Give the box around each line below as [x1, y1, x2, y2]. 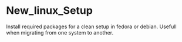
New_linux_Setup [6, 4, 93, 17]
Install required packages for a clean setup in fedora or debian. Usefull [6, 23, 177, 30]
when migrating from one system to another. [6, 29, 114, 36]
